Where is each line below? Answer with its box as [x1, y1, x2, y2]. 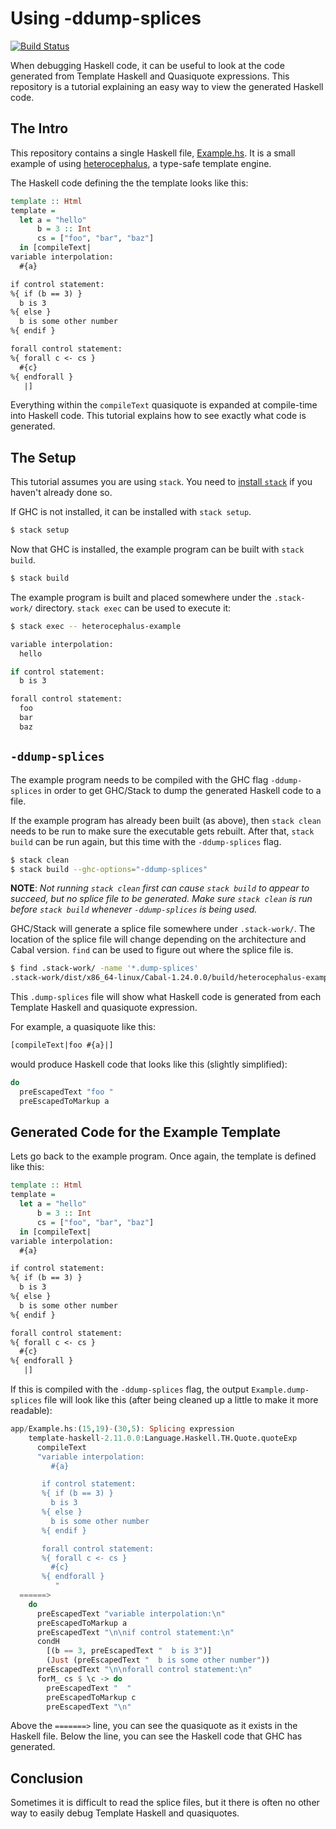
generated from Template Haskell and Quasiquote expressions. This [10, 70, 290, 82]
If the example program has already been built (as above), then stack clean [10, 814, 322, 826]
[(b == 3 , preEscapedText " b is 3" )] [46, 1646, 213, 1656]
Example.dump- [251, 1385, 310, 1396]
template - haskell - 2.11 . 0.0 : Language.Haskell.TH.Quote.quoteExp [28, 1433, 298, 1443]
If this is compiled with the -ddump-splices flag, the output [10, 1383, 250, 1396]
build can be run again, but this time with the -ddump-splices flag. [10, 835, 282, 847]
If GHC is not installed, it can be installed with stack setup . [10, 506, 252, 518]
